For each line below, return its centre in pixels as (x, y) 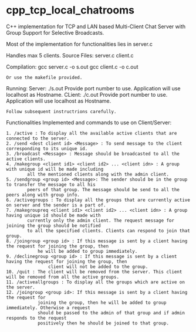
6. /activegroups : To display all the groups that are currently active (98, 200)
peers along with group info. (43, 195)
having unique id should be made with (53, 215)
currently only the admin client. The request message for (101, 221)
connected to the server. (38, 138)
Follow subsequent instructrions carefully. (61, 111)
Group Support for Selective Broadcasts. (55, 32)
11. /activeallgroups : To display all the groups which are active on (95, 282)
